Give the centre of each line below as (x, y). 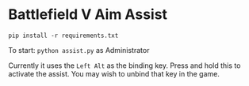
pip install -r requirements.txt (63, 36)
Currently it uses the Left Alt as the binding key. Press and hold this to (125, 65)
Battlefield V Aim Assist (88, 15)
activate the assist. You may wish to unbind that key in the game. (114, 73)
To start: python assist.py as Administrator (79, 50)
